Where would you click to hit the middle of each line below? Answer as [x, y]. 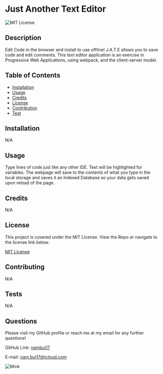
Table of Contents [33, 75]
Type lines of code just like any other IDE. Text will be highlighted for [74, 167]
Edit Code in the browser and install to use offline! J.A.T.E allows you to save [81, 49]
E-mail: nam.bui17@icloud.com [36, 357]
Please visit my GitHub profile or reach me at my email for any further [75, 333]
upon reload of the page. [30, 183]
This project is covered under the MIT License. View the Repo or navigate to [81, 237]
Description [23, 38]
